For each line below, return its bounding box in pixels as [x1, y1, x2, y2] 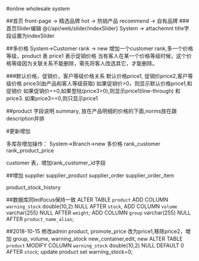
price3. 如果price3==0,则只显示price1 [6, 95, 98, 102]
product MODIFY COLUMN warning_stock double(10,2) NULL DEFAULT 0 [6, 242, 185, 249]
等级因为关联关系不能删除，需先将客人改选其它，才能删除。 [11, 60, 158, 67]
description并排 [6, 115, 45, 122]
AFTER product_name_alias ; [6, 216, 74, 222]
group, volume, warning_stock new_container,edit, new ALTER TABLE [13, 235, 183, 242]
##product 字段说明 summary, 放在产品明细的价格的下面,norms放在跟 [6, 107, 177, 114]
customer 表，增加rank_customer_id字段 [6, 159, 106, 166]
